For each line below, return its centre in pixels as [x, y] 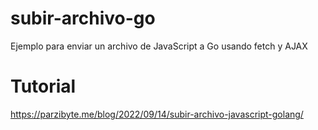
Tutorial [43, 86]
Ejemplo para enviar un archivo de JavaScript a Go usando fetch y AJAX [159, 46]
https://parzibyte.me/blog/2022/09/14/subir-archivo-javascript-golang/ [157, 114]
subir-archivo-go [83, 18]
